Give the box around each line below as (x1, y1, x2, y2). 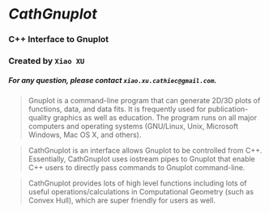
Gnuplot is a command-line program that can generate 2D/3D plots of (28, 96, 261, 105)
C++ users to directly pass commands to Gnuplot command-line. (28, 163, 246, 172)
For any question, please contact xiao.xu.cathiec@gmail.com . (8, 75, 217, 85)
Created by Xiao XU (8, 56, 85, 67)
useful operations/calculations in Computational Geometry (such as (28, 187, 254, 196)
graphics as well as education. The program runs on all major (52, 113, 258, 122)
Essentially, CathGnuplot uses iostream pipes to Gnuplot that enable (28, 154, 255, 164)
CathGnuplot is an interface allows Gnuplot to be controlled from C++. (28, 146, 263, 155)
